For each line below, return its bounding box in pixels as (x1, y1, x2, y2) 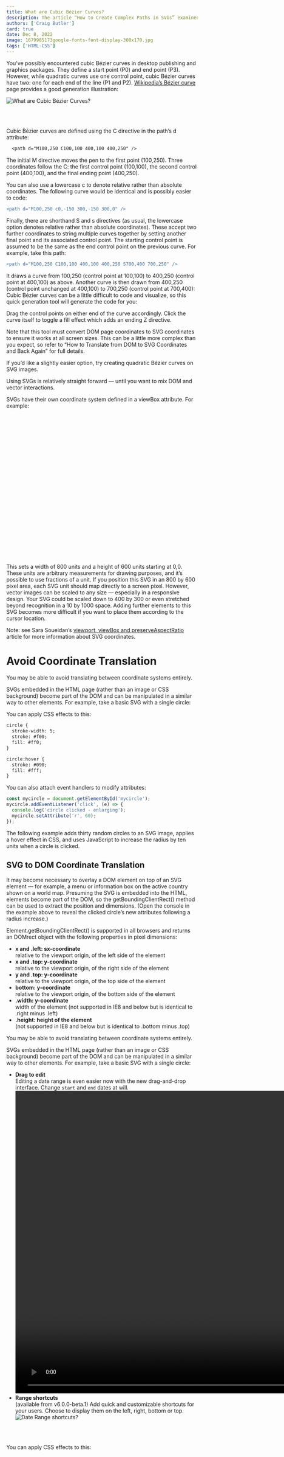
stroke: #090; (12, 762, 47, 768)
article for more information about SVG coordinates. (6, 633, 136, 640)
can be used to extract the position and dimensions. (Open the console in (6, 902, 190, 909)
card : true (6, 26, 34, 32)
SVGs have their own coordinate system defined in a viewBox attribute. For (6, 395, 194, 403)
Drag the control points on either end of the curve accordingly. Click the (6, 310, 186, 317)
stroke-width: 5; (12, 728, 56, 734)
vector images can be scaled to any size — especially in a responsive (6, 588, 180, 596)
